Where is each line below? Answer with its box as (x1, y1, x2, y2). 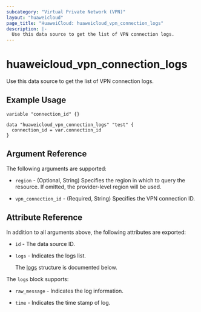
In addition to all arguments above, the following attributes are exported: (6, 228, 186, 236)
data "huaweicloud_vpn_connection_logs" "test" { (6, 122, 134, 128)
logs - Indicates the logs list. (15, 252, 87, 259)
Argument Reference (6, 149, 87, 159)
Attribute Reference (6, 213, 83, 223)
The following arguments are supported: (6, 165, 107, 172)
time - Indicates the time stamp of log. (15, 299, 111, 306)
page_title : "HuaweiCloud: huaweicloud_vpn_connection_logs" (6, 20, 164, 26)
